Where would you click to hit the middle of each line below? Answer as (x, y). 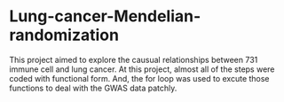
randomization (64, 35)
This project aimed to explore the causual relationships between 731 (134, 59)
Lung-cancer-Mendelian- (105, 16)
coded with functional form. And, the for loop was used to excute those (139, 78)
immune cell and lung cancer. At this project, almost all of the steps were (142, 69)
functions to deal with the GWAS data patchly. (93, 88)
